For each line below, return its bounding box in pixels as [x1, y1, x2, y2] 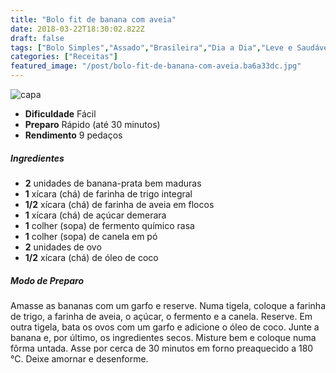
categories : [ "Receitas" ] [10, 52, 118, 62]
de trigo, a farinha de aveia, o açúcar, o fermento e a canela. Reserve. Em [10, 310, 313, 322]
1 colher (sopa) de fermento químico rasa [24, 219, 195, 231]
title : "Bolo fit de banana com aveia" [10, 14, 177, 25]
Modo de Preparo [10, 274, 85, 286]
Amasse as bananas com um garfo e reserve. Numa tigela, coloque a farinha [10, 299, 326, 311]
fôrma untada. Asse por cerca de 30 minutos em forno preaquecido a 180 [10, 342, 314, 354]
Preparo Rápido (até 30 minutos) [24, 119, 161, 130]
